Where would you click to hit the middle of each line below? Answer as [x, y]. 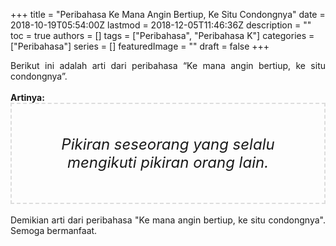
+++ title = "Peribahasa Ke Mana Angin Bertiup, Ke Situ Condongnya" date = [168, 14]
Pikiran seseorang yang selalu [168, 144]
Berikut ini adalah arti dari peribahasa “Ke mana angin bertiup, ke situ [168, 65]
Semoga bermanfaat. [54, 230]
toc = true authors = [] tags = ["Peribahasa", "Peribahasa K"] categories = [162, 35]
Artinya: [27, 97]
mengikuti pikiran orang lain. [168, 162]
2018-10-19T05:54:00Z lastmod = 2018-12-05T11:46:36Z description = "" [161, 25]
